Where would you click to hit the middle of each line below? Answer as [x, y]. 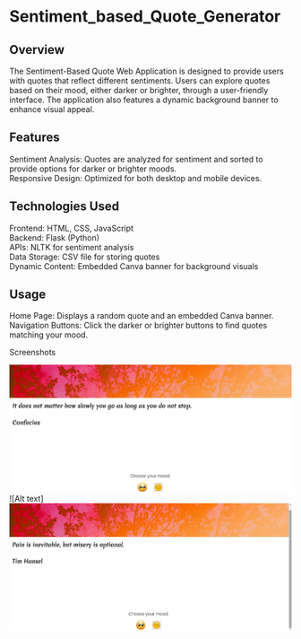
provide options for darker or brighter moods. [93, 169]
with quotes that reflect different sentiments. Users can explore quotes [140, 81]
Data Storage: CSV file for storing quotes [85, 257]
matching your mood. [49, 335]
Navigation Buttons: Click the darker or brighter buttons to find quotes [138, 326]
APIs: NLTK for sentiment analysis [72, 247]
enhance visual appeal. [52, 109]
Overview [37, 50]
